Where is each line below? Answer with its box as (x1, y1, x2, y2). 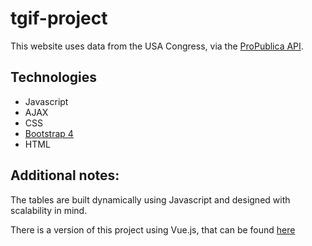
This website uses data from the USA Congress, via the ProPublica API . (10, 40, 304, 52)
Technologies (10, 69, 98, 86)
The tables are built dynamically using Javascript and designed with (10, 193, 291, 206)
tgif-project (10, 7, 108, 30)
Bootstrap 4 (24, 127, 74, 139)
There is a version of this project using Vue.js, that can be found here (10, 223, 296, 236)
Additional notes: (10, 167, 120, 184)
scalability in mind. (10, 204, 88, 216)
